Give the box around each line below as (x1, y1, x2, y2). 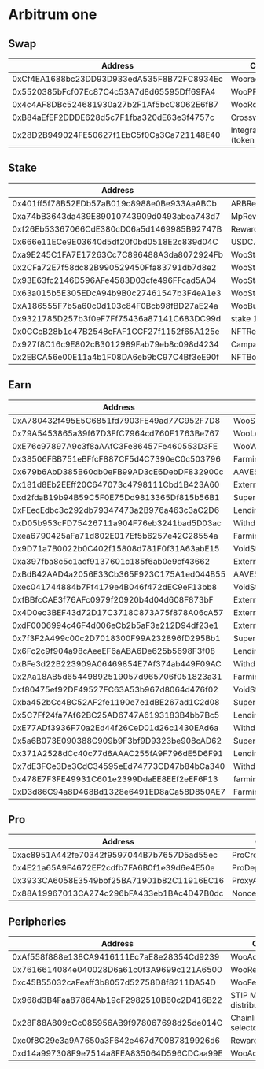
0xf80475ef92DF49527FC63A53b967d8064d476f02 (12, 684, 218, 695)
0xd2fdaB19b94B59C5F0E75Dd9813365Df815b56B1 (12, 492, 220, 503)
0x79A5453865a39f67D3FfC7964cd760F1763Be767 (12, 428, 220, 439)
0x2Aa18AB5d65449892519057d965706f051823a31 (12, 671, 222, 682)
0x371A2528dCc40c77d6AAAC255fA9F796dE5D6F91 (12, 748, 224, 759)
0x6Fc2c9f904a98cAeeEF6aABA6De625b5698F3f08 (12, 645, 216, 656)
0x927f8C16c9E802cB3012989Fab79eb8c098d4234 (12, 339, 220, 350)
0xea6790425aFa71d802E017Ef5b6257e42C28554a (12, 530, 218, 541)
